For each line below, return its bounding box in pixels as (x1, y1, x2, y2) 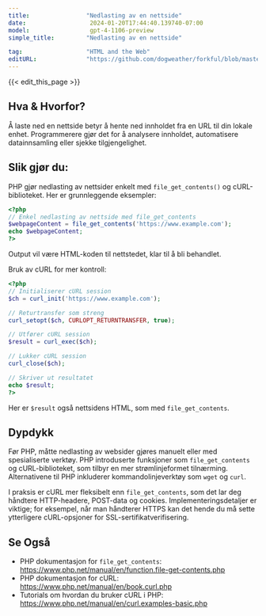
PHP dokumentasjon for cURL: (19, 573, 120, 583)
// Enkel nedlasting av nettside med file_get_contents (8, 213, 196, 221)
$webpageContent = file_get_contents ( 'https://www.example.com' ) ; (8, 220, 232, 228)
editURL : (8, 55, 37, 63)
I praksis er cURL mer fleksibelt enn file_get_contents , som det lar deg (8, 488, 241, 497)
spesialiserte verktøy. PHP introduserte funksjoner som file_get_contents (8, 455, 251, 465)
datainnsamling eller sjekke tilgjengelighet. (8, 138, 147, 147)
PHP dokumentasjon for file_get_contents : (19, 557, 162, 566)
